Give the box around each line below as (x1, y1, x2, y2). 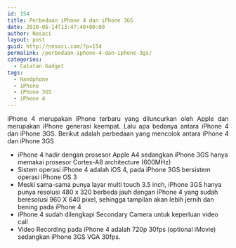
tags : (7, 69, 23, 76)
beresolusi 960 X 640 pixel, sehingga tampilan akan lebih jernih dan (17, 195, 214, 204)
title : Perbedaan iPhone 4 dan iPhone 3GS (7, 17, 133, 24)
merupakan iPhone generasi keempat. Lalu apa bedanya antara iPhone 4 (7, 122, 229, 130)
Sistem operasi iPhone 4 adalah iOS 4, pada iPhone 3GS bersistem (17, 166, 211, 174)
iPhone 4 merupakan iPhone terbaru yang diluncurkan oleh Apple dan (7, 115, 229, 123)
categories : (7, 56, 42, 63)
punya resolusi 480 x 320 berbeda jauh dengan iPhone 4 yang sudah (17, 188, 218, 196)
